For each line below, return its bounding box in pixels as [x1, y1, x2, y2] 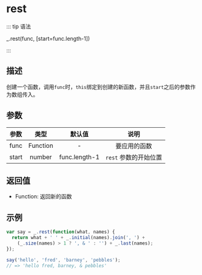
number [29, 153, 52, 161]
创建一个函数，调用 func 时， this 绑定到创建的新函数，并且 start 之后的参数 [6, 83, 191, 90]
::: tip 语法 [6, 23, 32, 30]
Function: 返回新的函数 [15, 193, 72, 200]
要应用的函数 [115, 142, 153, 150]
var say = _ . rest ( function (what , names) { [6, 229, 115, 235]
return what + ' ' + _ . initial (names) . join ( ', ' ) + [12, 235, 146, 241]
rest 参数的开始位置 [105, 153, 163, 161]
